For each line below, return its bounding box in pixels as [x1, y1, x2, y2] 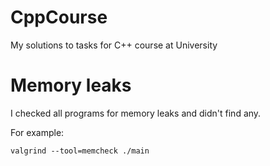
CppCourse [10, 6, 108, 29]
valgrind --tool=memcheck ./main [10, 146, 150, 156]
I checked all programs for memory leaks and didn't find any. [10, 107, 262, 119]
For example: [10, 126, 65, 138]
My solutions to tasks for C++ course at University [10, 39, 218, 51]
